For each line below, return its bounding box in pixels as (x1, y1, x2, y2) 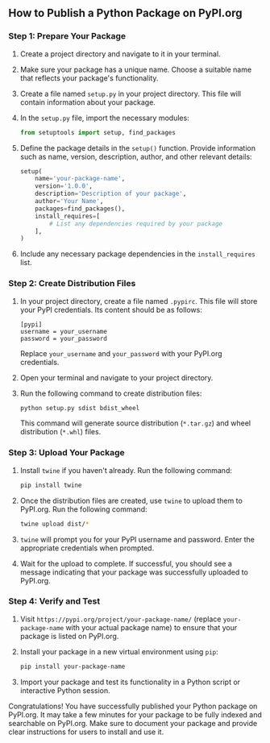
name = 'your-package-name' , (35, 175, 126, 183)
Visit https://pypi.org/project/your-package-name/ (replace (19, 614, 222, 624)
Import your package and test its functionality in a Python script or (19, 677, 240, 687)
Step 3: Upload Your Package (8, 447, 125, 459)
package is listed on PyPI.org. (19, 631, 119, 641)
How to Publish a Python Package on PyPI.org (8, 6, 243, 20)
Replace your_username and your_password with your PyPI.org (19, 348, 223, 358)
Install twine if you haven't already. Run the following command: (19, 465, 232, 475)
